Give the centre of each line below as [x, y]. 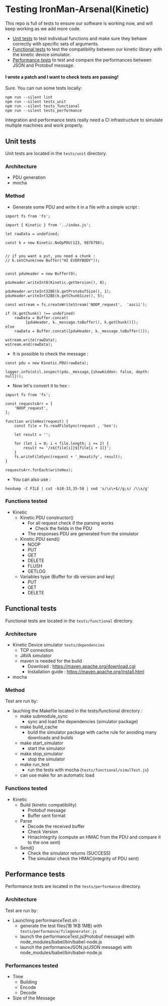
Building [28, 982]
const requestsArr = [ [29, 404]
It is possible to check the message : [50, 354]
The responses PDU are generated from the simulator [83, 533]
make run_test [34, 765]
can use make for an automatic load [57, 775]
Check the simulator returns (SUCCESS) [69, 853]
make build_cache [39, 727]
